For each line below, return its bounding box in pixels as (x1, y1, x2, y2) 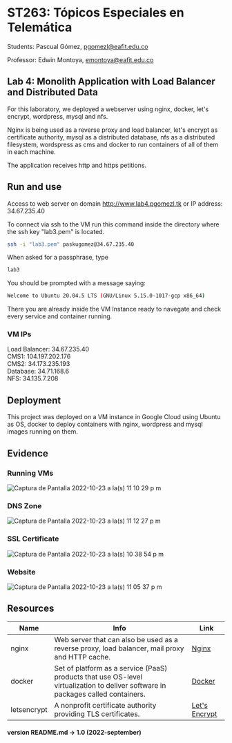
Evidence (7, 447, 48, 459)
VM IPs (7, 329, 32, 339)
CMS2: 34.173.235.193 (7, 360, 70, 368)
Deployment (7, 394, 61, 406)
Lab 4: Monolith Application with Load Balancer (7, 76, 215, 88)
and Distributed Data (7, 86, 98, 98)
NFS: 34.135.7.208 (7, 374, 59, 383)
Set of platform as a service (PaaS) (54, 663, 168, 673)
